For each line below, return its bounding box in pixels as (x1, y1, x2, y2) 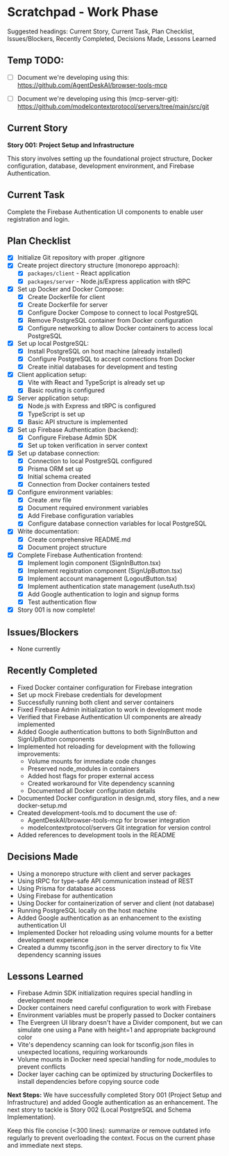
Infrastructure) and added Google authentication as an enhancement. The (7, 1098, 219, 1107)
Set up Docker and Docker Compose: (17, 285, 124, 293)
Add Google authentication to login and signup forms (27, 589, 179, 598)
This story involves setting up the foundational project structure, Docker (7, 154, 213, 162)
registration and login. (7, 215, 70, 223)
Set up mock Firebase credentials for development (17, 690, 162, 698)
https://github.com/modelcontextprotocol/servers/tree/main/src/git (17, 102, 210, 110)
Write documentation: (17, 527, 80, 535)
